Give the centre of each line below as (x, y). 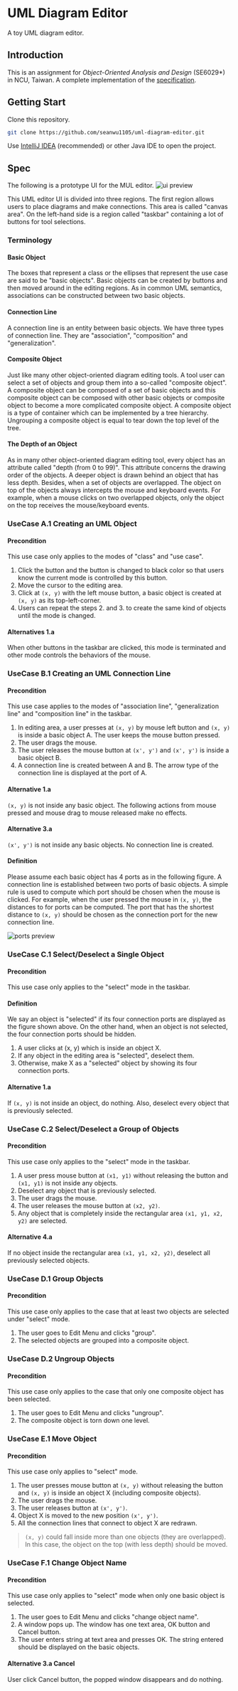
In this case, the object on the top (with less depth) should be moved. (126, 1545)
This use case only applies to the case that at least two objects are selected (118, 1312)
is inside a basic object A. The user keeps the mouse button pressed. (119, 735)
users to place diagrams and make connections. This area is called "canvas (118, 207)
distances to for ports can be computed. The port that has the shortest (111, 907)
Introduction (36, 55)
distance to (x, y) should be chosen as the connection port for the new (113, 914)
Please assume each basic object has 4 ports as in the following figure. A (115, 877)
